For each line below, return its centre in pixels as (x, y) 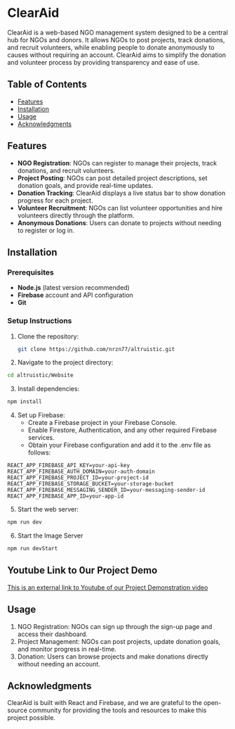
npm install (25, 402)
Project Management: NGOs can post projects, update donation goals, (119, 641)
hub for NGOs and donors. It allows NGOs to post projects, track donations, (116, 39)
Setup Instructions (40, 321)
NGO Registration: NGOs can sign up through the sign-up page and (115, 626)
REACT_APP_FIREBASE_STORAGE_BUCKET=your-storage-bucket (90, 484)
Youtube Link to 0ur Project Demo (82, 570)
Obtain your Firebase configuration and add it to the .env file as (119, 445)
